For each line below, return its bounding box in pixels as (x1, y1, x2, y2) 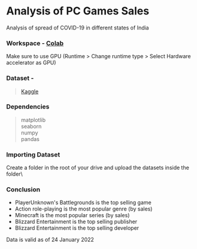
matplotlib (20, 116, 46, 124)
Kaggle (20, 88, 39, 95)
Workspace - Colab (6, 39, 64, 47)
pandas (20, 135, 40, 142)
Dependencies (6, 103, 50, 111)
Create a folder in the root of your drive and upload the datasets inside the (6, 164, 190, 172)
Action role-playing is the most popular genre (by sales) (14, 205, 153, 212)
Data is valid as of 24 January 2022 (6, 236, 95, 244)
